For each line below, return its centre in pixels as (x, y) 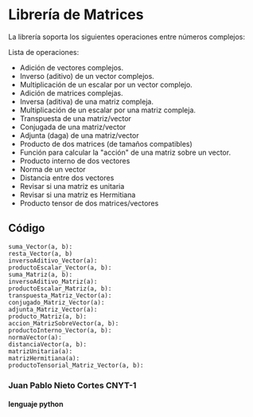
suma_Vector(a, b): (41, 246)
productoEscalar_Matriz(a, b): (60, 289)
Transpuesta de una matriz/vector (75, 118)
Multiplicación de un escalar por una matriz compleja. (108, 110)
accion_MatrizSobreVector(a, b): (64, 323)
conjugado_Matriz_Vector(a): (56, 302)
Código (27, 228)
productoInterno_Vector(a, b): (60, 330)
